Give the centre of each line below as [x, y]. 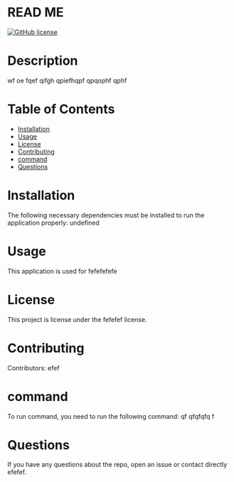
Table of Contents [61, 109]
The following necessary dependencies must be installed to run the [106, 215]
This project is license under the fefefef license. [77, 319]
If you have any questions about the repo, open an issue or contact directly [117, 465]
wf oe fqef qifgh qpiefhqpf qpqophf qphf [67, 80]
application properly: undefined [53, 223]
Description [43, 61]
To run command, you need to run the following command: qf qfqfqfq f [111, 416]
